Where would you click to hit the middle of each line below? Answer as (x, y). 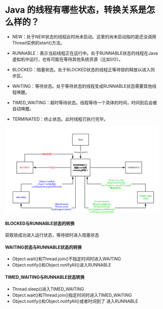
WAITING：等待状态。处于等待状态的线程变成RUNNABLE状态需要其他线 (84, 86)
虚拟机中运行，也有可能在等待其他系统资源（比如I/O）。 (68, 59)
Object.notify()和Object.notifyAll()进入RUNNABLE (61, 265)
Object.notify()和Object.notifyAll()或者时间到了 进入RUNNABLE (75, 301)
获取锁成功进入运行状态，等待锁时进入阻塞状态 (52, 235)
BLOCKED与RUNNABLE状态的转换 (40, 223)
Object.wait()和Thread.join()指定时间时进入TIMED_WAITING (72, 295)
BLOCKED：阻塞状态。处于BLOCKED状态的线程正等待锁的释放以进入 (81, 69)
